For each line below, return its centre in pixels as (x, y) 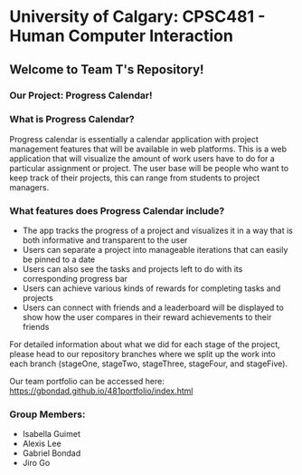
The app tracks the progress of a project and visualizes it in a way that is (158, 231)
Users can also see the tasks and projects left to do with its (132, 269)
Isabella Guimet (52, 434)
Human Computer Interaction (121, 36)
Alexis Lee (42, 444)
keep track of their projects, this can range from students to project (135, 178)
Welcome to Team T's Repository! (107, 69)
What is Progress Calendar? (72, 120)
